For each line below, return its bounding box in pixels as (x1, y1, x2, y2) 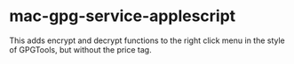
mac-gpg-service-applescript (9, 6, 236, 26)
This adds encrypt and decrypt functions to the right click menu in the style (9, 35, 286, 46)
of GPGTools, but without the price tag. (9, 44, 153, 54)
